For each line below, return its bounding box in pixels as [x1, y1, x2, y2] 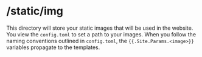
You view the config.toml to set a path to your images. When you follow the [6, 30, 197, 38]
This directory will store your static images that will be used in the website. [6, 24, 193, 32]
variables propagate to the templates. [6, 44, 100, 51]
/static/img [6, 4, 64, 18]
